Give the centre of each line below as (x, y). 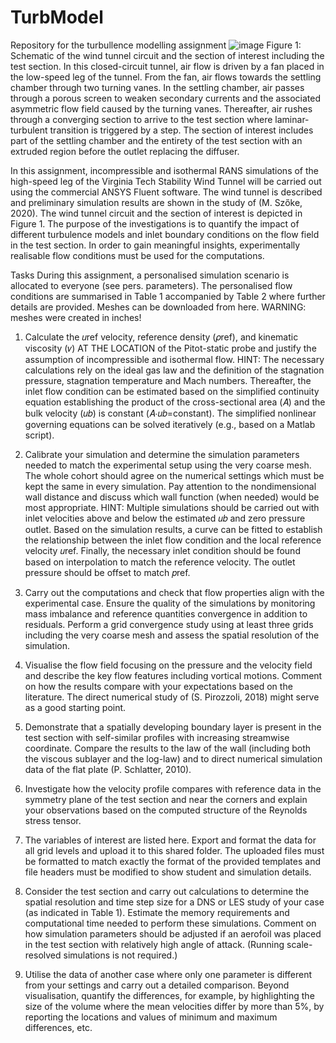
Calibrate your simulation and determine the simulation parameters (162, 454)
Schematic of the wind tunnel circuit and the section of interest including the (167, 55)
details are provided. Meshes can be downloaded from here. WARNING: (158, 307)
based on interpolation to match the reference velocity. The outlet (160, 562)
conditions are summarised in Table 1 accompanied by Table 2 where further (168, 296)
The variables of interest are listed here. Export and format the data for (170, 840)
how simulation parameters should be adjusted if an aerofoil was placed (173, 933)
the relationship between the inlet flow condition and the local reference (173, 540)
